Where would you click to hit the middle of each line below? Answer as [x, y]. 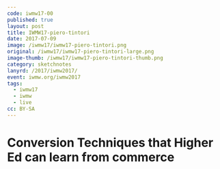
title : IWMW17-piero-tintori [49, 32]
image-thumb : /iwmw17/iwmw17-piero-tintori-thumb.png [85, 58]
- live [23, 103]
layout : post [26, 26]
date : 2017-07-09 [32, 39]
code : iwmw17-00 [30, 13]
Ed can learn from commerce [91, 157]
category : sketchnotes [39, 64]
